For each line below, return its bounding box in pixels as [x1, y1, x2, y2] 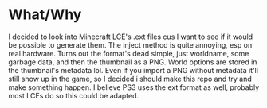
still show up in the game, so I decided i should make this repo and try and [8, 74, 253, 83]
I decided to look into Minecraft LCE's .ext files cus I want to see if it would [8, 32, 253, 41]
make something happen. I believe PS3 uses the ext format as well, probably [8, 82, 260, 92]
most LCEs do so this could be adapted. [8, 91, 139, 100]
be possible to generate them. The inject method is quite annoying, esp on [8, 40, 253, 49]
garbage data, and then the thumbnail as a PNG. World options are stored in [8, 57, 257, 67]
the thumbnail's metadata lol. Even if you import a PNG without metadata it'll [8, 65, 259, 75]
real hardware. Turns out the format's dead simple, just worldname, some [8, 48, 249, 58]
